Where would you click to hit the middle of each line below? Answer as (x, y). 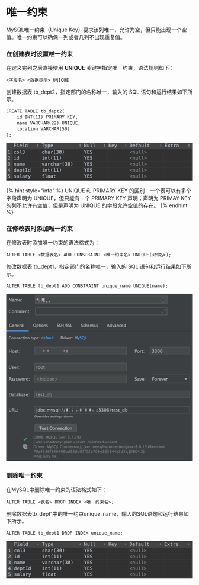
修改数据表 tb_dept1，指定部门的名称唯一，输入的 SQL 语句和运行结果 (91, 266)
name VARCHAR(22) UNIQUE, (49, 123)
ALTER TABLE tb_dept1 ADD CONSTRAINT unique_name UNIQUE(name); (87, 286)
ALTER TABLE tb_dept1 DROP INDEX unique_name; (65, 533)
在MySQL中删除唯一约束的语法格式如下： (57, 490)
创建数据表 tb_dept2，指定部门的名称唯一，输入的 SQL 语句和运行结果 (92, 92)
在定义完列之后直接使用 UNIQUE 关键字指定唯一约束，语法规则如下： (90, 68)
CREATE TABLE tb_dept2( (36, 111)
